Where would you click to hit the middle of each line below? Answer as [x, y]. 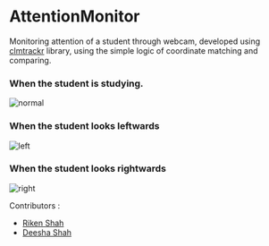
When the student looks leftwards [84, 126]
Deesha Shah [47, 232]
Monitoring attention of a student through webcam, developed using [135, 41]
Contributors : [35, 205]
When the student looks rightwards [88, 169]
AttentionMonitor [75, 17]
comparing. [30, 60]
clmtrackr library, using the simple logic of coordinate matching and [134, 50]
